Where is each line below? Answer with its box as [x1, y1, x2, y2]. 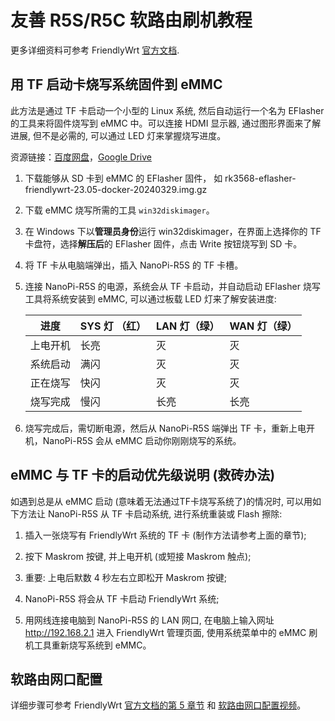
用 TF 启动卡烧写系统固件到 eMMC [10, 76, 223, 93]
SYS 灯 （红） [79, 319, 147, 333]
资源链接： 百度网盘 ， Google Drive [10, 151, 152, 163]
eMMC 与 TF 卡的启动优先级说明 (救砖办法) [10, 467, 276, 484]
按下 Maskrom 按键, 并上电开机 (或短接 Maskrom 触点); [24, 550, 252, 562]
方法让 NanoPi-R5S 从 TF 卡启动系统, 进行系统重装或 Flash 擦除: [18, 507, 283, 520]
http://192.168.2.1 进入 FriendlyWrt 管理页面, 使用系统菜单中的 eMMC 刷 [24, 626, 318, 638]
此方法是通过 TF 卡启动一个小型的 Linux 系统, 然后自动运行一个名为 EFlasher [10, 104, 325, 116]
